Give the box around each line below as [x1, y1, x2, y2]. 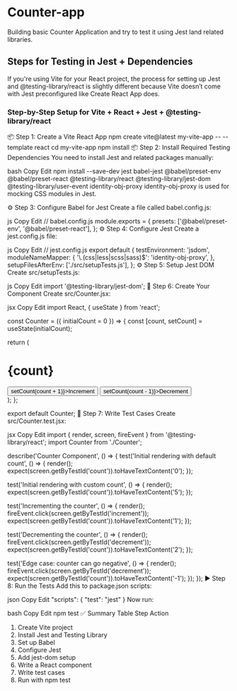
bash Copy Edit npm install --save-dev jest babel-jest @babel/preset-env [7, 167, 221, 175]
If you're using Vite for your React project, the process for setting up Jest [7, 74, 221, 83]
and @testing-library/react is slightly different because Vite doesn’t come [7, 82, 221, 91]
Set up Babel [17, 638, 55, 646]
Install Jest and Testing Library [17, 630, 108, 639]
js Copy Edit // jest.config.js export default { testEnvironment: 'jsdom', [7, 245, 210, 255]
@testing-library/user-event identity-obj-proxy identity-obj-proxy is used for [7, 182, 230, 191]
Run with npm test [17, 675, 71, 684]
